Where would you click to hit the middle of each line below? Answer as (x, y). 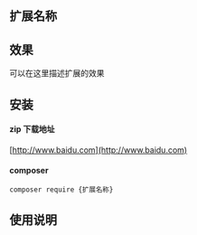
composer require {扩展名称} (61, 190)
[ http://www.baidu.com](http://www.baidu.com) (98, 150)
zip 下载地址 (32, 129)
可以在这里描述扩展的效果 (57, 73)
